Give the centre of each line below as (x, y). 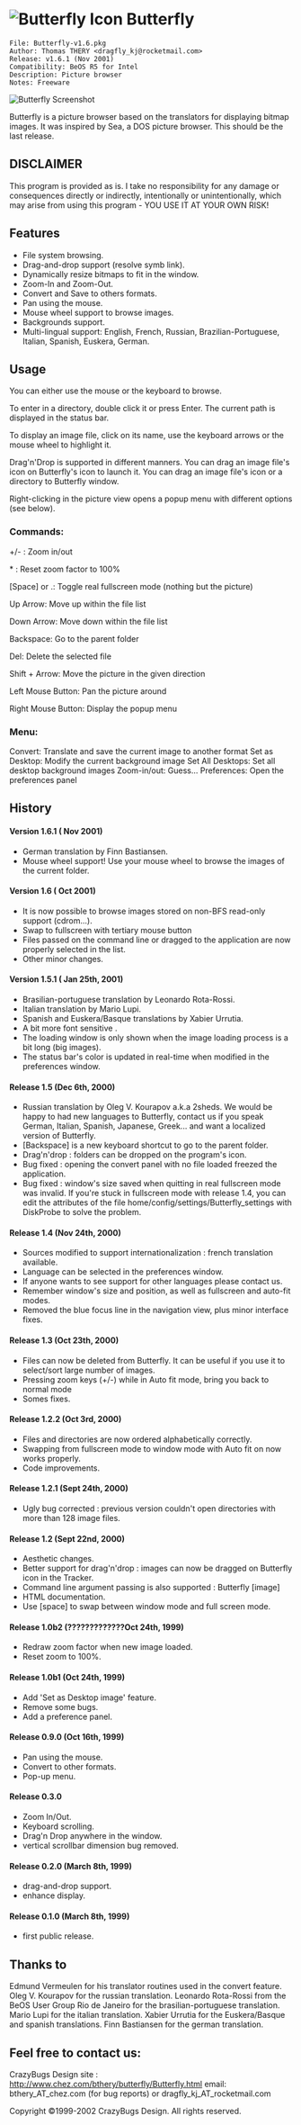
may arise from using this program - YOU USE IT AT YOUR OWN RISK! (139, 205)
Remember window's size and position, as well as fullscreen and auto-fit (156, 1291)
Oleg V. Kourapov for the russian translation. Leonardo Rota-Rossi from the (148, 1996)
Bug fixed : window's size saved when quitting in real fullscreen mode (151, 1184)
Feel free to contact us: (75, 2053)
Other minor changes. (62, 959)
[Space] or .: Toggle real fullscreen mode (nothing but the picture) (131, 586)
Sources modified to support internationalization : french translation (148, 1253)
